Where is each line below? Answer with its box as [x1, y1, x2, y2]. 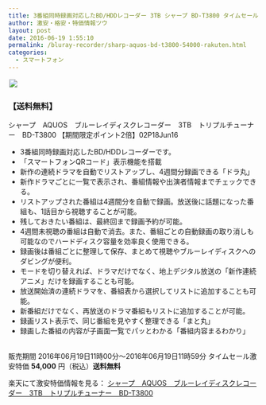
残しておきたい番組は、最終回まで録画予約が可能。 [19, 216, 187, 227]
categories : [8, 49, 48, 56]
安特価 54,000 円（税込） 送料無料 [8, 361, 121, 371]
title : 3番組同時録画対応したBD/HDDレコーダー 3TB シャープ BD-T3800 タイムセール [8, 11, 259, 20]
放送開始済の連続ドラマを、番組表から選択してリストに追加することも [19, 286, 250, 296]
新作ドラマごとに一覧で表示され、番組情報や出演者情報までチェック [19, 177, 243, 187]
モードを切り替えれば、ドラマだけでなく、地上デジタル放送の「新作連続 [19, 267, 256, 276]
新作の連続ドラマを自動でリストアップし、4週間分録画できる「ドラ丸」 [19, 167, 254, 177]
